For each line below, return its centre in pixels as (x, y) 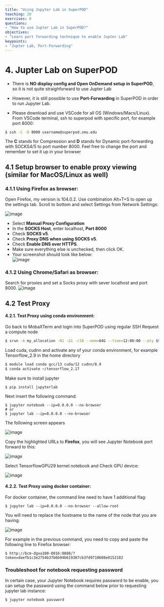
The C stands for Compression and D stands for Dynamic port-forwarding (79, 142)
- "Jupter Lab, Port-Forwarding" (39, 46)
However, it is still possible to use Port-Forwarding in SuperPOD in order (85, 98)
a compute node (21, 332)
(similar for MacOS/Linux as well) (57, 174)
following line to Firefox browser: (38, 544)
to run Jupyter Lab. (31, 103)
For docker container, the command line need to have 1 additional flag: (76, 497)
